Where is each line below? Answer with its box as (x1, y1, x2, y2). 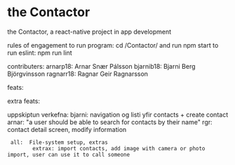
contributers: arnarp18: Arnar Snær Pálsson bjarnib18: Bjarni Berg (7, 62, 196, 70)
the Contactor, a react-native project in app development (7, 27, 172, 36)
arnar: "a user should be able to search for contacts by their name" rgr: (7, 117, 213, 126)
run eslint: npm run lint (7, 48, 72, 57)
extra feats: (7, 96, 41, 105)
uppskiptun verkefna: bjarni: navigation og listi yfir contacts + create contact (7, 110, 229, 119)
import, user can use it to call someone (7, 151, 130, 158)
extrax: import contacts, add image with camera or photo (32, 145, 206, 152)
